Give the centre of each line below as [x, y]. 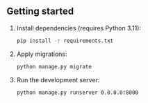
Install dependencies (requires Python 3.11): [79, 28]
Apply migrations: [42, 54]
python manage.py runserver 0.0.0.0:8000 [77, 93]
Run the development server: [58, 79]
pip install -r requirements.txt [65, 41]
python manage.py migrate [54, 66]
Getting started [40, 11]
